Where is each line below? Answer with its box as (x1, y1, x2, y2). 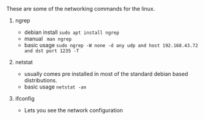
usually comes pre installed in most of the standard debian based (24, 70, 189, 78)
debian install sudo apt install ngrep (24, 28, 120, 36)
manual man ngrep (24, 35, 72, 42)
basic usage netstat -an (24, 83, 86, 90)
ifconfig (15, 95, 35, 102)
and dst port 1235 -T (24, 48, 79, 54)
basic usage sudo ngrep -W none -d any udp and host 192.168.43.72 (24, 42, 199, 48)
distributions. (24, 77, 58, 84)
